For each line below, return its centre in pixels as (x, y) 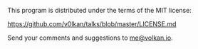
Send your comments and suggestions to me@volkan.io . (90, 38)
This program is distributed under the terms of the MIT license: (100, 10)
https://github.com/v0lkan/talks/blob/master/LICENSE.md (92, 24)
